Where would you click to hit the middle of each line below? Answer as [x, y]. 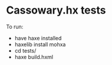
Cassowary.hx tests [56, 10]
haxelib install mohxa [40, 44]
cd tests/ [25, 50]
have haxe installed [38, 38]
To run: [15, 27]
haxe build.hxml [34, 57]
